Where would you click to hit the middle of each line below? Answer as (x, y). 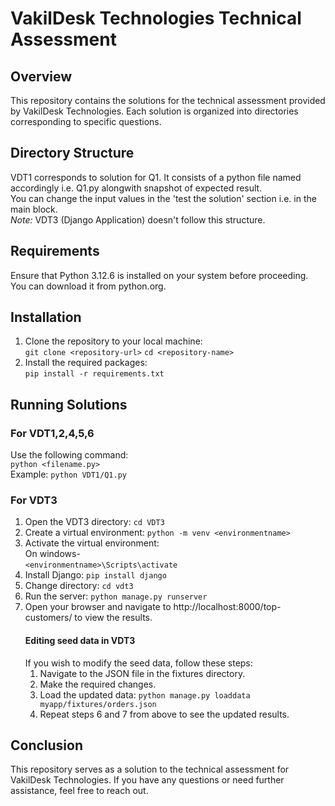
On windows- (52, 554)
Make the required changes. (98, 684)
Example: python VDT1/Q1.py (68, 474)
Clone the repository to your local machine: (113, 341)
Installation (46, 317)
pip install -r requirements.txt (94, 374)
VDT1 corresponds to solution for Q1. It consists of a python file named (156, 177)
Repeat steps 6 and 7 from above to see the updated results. (164, 714)
